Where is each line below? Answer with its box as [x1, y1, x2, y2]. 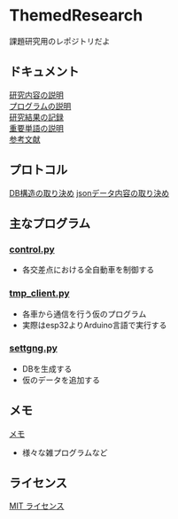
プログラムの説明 [9, 100, 72, 111]
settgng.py [9, 342, 58, 355]
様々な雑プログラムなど [21, 447, 108, 458]
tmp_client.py [9, 287, 70, 300]
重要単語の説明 [9, 122, 64, 133]
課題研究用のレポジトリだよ [9, 35, 111, 46]
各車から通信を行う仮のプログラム [21, 308, 147, 319]
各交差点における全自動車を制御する [21, 264, 155, 275]
